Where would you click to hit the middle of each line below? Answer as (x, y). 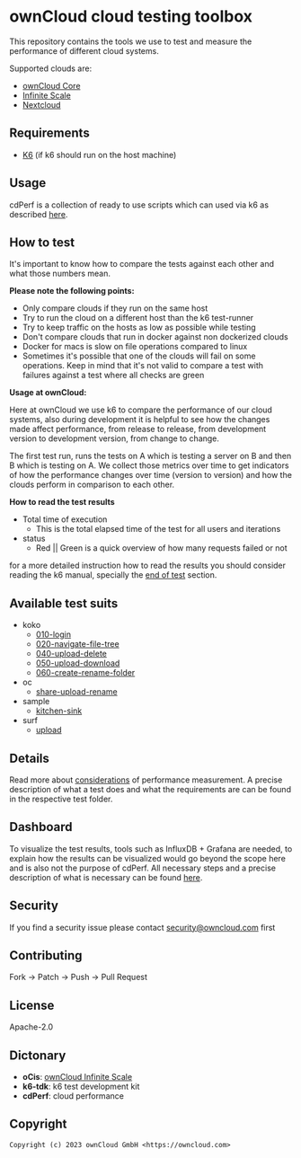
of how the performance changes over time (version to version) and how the (150, 475)
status (34, 539)
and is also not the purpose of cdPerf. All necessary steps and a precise (143, 868)
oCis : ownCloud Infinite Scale (77, 1077)
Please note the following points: (72, 291)
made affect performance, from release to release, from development (138, 429)
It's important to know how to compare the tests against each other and (142, 264)
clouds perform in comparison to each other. (92, 485)
